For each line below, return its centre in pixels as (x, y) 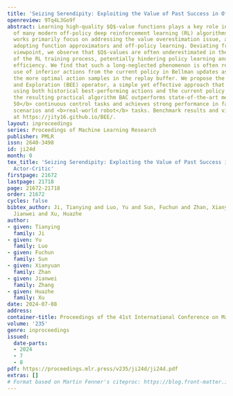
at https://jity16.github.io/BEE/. (65, 117)
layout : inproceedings (40, 123)
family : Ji (29, 233)
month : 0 (20, 156)
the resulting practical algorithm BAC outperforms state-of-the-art (116, 98)
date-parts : (31, 343)
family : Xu (29, 298)
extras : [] (23, 375)
